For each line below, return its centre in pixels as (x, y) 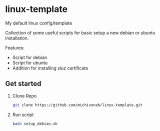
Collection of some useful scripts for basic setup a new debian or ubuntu (80, 32)
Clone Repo (24, 95)
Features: (15, 47)
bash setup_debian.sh (35, 123)
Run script (23, 114)
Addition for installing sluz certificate (50, 68)
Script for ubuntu (30, 62)
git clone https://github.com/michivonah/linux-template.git (77, 105)
